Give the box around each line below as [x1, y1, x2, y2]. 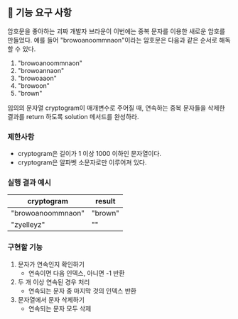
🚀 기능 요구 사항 [7, 6, 72, 19]
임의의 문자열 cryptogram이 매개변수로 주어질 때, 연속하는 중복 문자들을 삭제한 [7, 103, 225, 112]
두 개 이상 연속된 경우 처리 [17, 277, 90, 286]
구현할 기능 [7, 242, 43, 252]
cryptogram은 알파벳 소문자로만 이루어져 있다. [17, 158, 147, 167]
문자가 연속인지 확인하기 [17, 259, 85, 268]
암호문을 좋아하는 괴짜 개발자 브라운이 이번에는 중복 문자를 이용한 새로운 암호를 [7, 27, 226, 35]
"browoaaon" [17, 74, 57, 82]
